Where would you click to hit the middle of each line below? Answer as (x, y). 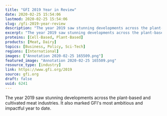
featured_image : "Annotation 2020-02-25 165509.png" (61, 60)
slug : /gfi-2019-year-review (35, 24)
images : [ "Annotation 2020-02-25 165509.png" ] (54, 56)
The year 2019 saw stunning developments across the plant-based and (78, 98)
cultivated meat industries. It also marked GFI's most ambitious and (74, 103)
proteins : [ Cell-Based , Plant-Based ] (44, 38)
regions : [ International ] (32, 51)
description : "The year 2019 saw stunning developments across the (77, 28)
